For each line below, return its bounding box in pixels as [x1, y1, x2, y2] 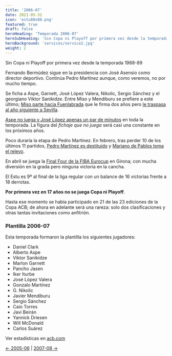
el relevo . [5, 148, 25, 154]
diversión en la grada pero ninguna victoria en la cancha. [5, 163, 125, 169]
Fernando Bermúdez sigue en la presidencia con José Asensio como [5, 70, 150, 76]
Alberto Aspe [12, 249, 41, 255]
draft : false [5, 27, 33, 32]
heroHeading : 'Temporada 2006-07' [5, 31, 79, 36]
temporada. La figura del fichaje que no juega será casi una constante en [5, 122, 160, 128]
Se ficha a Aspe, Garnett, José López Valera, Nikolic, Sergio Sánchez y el [5, 90, 160, 96]
